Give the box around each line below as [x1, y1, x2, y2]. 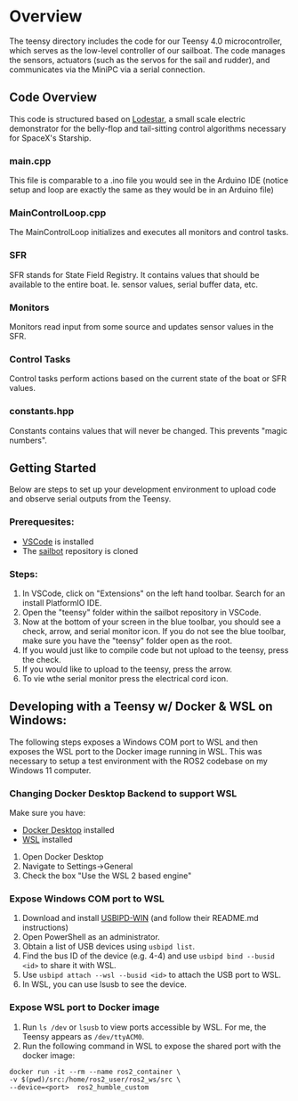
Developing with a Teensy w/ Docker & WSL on [9, 699, 273, 714]
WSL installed [21, 835, 73, 845]
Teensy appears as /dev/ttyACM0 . [21, 1031, 145, 1041]
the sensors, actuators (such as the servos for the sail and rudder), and [9, 54, 270, 65]
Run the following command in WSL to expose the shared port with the [21, 1040, 282, 1051]
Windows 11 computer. [9, 764, 92, 776]
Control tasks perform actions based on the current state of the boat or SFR [9, 373, 287, 384]
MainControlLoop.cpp [9, 207, 107, 219]
